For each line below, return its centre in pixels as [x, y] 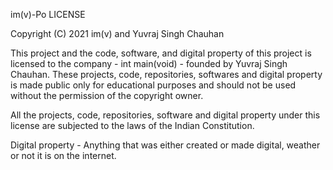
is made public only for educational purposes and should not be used [153, 85]
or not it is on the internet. [63, 155]
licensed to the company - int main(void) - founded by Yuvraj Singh [149, 63]
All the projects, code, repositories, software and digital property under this [165, 115]
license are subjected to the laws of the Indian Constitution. [132, 125]
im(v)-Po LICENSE [48, 14]
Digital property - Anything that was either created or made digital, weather [165, 145]
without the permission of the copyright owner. [107, 95]
